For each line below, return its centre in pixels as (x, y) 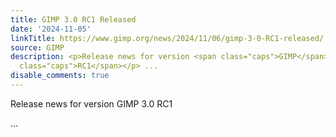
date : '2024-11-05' (51, 29)
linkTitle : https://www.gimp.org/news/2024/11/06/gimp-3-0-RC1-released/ (167, 38)
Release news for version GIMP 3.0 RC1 (91, 103)
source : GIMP (37, 47)
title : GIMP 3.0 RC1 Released (73, 19)
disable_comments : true (60, 76)
